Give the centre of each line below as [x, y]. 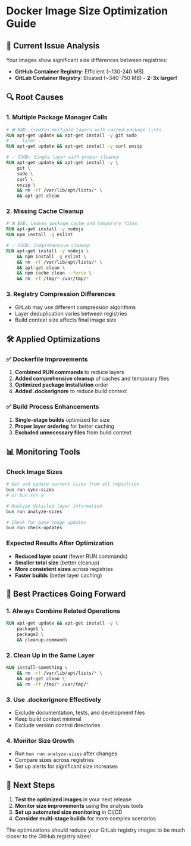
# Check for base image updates [46, 522]
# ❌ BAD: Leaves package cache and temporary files [72, 224]
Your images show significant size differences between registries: [87, 60]
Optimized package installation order [62, 385]
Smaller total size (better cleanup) [57, 563]
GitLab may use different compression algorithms [75, 307]
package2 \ [30, 634]
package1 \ [30, 629]
